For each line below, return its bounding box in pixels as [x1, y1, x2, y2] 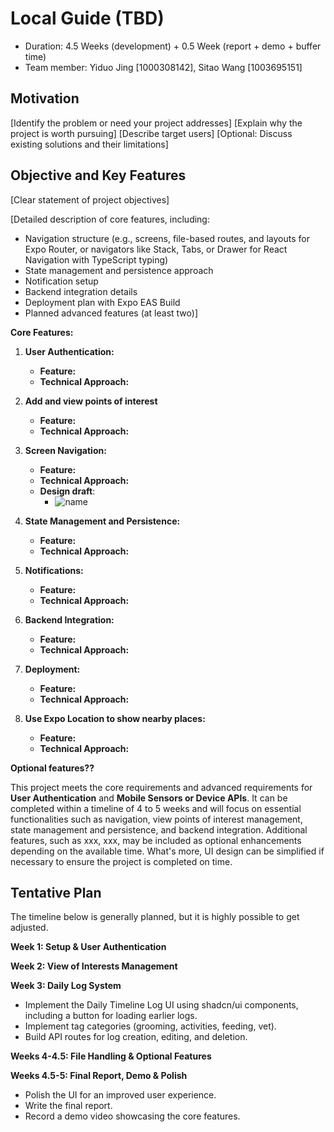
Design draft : [39, 485, 96, 497]
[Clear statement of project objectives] [10, 193, 170, 206]
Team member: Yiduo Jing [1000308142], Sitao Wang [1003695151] [24, 61, 303, 73]
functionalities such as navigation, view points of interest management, [10, 813, 303, 825]
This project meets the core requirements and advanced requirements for [10, 781, 313, 793]
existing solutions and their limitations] [10, 138, 169, 150]
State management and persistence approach [24, 264, 214, 276]
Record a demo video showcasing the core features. [24, 1110, 241, 1122]
